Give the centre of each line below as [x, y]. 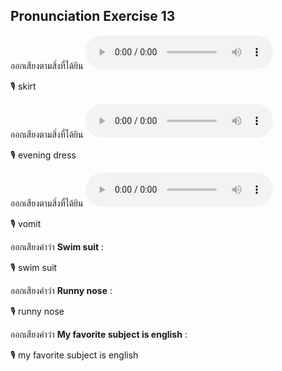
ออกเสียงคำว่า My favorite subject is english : [99, 334]
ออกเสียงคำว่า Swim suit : [57, 246]
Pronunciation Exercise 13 [93, 16]
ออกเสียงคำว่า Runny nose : [61, 290]
